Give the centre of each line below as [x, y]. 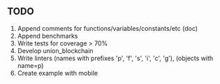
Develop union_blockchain [55, 50]
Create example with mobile [58, 73]
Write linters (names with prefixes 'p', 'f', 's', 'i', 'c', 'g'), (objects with [115, 58]
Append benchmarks [47, 36]
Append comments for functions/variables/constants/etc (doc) [107, 28]
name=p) [30, 65]
